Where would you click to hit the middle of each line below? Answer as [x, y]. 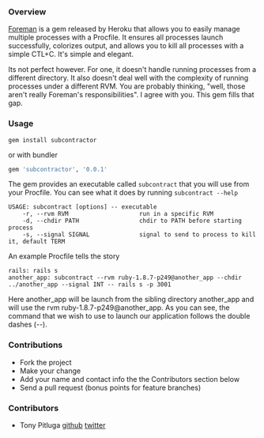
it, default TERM [37, 242]
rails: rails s [33, 271]
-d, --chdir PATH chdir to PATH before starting [132, 221]
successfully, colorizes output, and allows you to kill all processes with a [126, 46]
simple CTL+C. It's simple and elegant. [71, 55]
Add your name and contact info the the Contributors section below [129, 379]
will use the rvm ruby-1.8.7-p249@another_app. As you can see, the [119, 308]
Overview [27, 12]
